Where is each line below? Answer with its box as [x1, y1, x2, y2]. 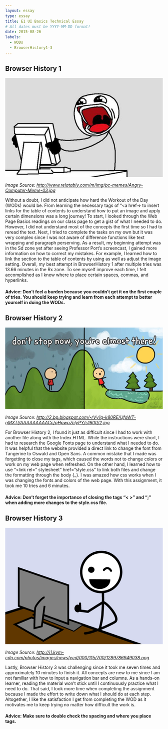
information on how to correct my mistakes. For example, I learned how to [5, 251, 157, 257]
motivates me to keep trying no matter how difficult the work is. [5, 701, 136, 707]
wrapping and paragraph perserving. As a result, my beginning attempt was [5, 240, 161, 246]
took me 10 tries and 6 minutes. [5, 482, 70, 489]
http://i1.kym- [36, 649, 64, 655]
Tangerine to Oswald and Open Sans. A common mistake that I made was [5, 451, 156, 457]
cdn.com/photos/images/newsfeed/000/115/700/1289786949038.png [5, 654, 149, 660]
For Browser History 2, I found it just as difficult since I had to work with [5, 429, 152, 435]
